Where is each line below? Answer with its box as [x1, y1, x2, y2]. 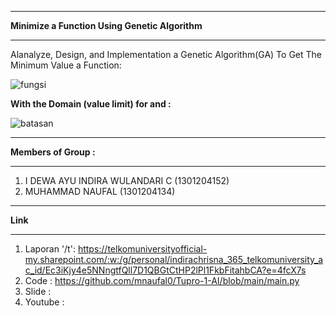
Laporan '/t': [24, 243, 76, 255]
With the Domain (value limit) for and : [10, 98, 172, 110]
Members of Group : [10, 146, 96, 158]
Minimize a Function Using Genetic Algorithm [10, 20, 203, 31]
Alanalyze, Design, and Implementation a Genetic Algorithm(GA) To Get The [10, 49, 322, 60]
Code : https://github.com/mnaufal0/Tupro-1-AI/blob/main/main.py [24, 275, 300, 286]
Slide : [24, 286, 52, 297]
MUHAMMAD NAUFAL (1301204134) [24, 186, 176, 197]
